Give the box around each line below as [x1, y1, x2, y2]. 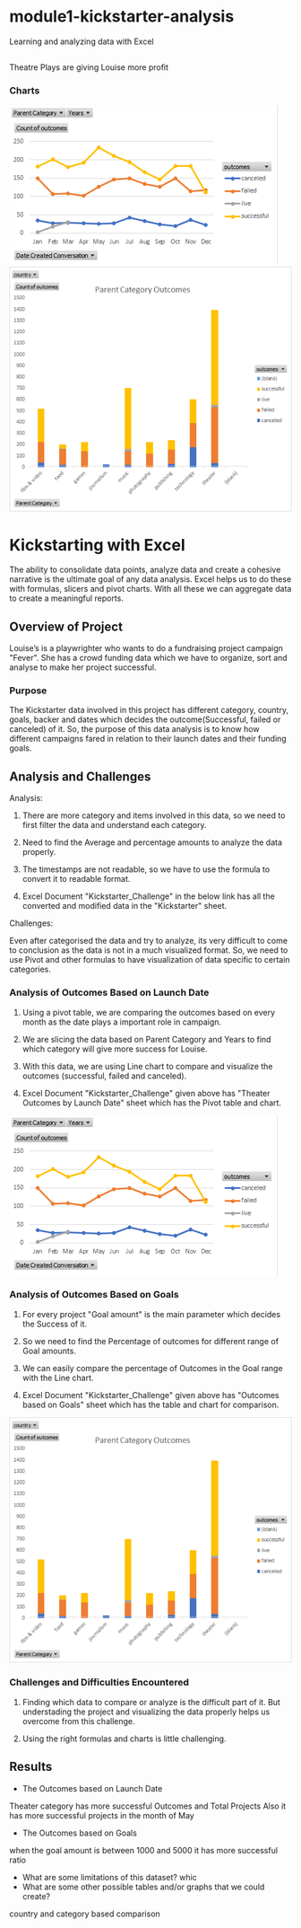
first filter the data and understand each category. [21, 820, 207, 831]
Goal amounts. [21, 1345, 76, 1356]
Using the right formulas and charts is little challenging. [21, 1733, 227, 1744]
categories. [9, 964, 51, 975]
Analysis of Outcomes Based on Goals [9, 1289, 179, 1301]
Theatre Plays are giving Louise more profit [9, 62, 168, 73]
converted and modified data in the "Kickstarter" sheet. [21, 901, 228, 911]
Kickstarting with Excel [9, 534, 185, 555]
